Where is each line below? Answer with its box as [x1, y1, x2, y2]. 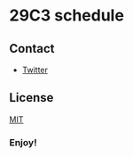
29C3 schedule [9, 5, 124, 26]
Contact [9, 41, 55, 56]
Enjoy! [9, 136, 37, 148]
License [9, 90, 54, 105]
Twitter [21, 64, 49, 75]
